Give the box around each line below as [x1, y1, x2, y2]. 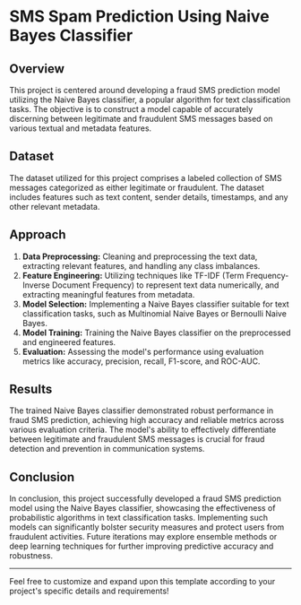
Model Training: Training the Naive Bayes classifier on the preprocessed [21, 327, 291, 338]
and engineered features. [21, 336, 116, 347]
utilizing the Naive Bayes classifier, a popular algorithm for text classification [9, 94, 291, 105]
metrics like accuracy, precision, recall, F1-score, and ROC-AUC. [21, 356, 261, 367]
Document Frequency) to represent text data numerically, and [52, 280, 279, 290]
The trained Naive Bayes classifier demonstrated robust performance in [9, 405, 274, 416]
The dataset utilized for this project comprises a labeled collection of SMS [9, 172, 282, 183]
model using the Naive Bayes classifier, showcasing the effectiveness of [9, 503, 276, 514]
